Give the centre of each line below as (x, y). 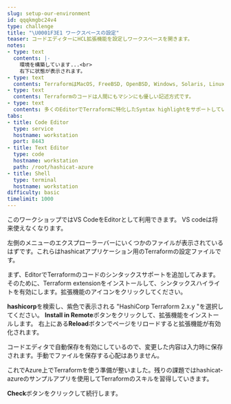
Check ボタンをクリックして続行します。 (64, 393)
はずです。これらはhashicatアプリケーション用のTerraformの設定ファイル (111, 251)
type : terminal (35, 180)
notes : (16, 45)
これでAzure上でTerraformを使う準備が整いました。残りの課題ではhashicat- (115, 370)
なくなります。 (46, 228)
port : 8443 (29, 142)
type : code (29, 155)
